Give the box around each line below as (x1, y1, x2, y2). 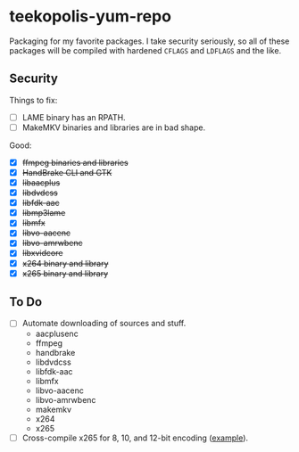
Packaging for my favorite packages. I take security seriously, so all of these (9, 36, 290, 46)
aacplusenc (35, 328, 79, 339)
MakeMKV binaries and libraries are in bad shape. (21, 122, 206, 133)
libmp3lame (21, 208, 66, 218)
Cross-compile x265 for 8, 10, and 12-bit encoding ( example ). (21, 432, 248, 443)
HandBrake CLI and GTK (21, 167, 112, 177)
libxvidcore (21, 248, 63, 259)
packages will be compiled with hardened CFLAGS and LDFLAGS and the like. (9, 45, 282, 55)
